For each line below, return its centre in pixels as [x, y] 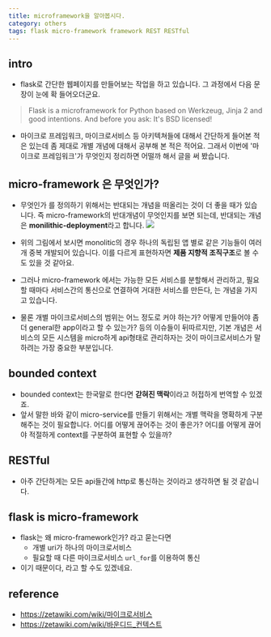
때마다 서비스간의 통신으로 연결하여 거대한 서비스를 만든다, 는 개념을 [135, 290]
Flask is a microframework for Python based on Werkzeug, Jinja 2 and [145, 111]
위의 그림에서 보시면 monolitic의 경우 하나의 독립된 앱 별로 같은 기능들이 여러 [141, 242]
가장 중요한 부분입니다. [78, 348]
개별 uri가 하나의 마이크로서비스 [82, 548]
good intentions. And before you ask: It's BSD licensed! [120, 119]
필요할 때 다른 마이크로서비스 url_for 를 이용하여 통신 [116, 558]
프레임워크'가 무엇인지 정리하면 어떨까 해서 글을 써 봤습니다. [136, 156]
